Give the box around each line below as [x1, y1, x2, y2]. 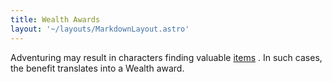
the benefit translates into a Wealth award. [10, 62, 185, 74]
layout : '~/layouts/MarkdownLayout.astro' [10, 24, 190, 34]
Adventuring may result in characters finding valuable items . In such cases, [10, 51, 323, 63]
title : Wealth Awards [10, 14, 101, 25]
